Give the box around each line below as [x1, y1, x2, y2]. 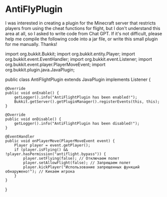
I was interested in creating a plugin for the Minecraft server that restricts [5, 20, 156, 26]
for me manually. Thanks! [5, 41, 57, 47]
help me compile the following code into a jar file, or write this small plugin [5, 36, 158, 42]
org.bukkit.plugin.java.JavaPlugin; [5, 66, 75, 73]
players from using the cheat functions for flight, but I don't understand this [5, 25, 160, 31]
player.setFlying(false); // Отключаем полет [23, 156, 120, 161]
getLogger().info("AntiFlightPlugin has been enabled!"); [14, 95, 137, 100]
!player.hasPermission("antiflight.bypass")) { [5, 151, 106, 157]
